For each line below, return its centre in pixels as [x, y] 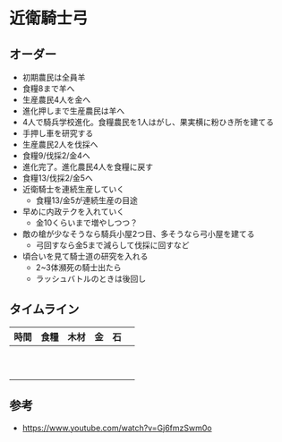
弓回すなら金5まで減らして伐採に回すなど [112, 245]
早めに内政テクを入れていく [73, 212]
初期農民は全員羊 [54, 77]
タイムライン [44, 310]
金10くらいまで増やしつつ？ [87, 223]
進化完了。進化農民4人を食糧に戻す [88, 167]
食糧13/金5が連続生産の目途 [87, 200]
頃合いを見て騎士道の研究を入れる [85, 256]
